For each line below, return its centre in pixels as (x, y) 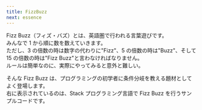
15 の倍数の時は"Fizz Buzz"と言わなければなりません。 (75, 58)
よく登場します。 (27, 85)
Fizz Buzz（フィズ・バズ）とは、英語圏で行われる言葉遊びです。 (87, 35)
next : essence (24, 17)
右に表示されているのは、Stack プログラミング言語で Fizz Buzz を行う (94, 93)
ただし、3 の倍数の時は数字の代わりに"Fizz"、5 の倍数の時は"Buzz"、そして (101, 50)
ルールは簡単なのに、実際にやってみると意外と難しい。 (75, 65)
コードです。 (32, 100)
